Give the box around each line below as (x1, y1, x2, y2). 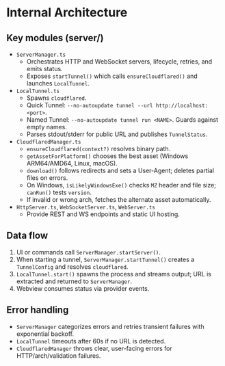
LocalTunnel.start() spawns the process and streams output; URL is (16, 270, 211, 278)
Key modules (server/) (6, 32, 104, 44)
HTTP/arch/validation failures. (16, 351, 101, 360)
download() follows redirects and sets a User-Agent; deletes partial (26, 166, 215, 174)
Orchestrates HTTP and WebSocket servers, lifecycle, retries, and (26, 57, 213, 66)
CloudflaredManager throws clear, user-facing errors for (16, 344, 172, 352)
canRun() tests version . (26, 188, 92, 196)
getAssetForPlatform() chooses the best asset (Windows (26, 152, 189, 160)
